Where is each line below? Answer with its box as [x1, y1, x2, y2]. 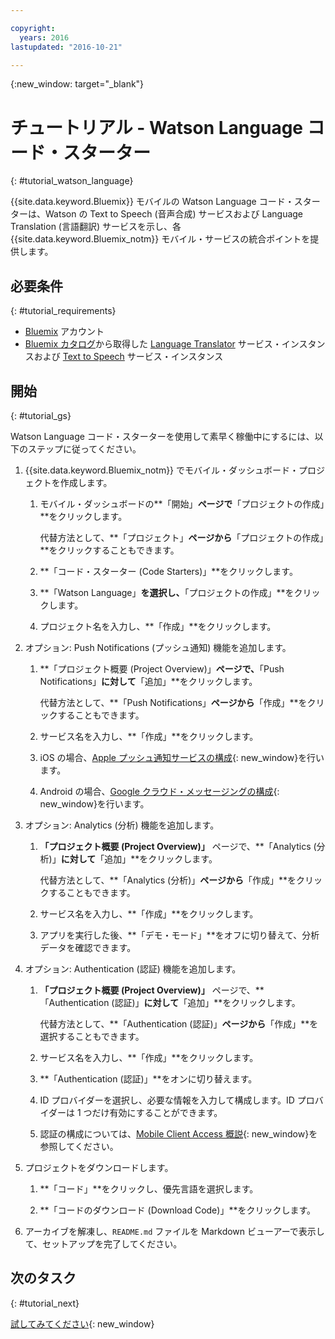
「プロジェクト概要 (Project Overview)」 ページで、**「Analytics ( [39, 840, 317, 852]
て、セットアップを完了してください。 [24, 1237, 183, 1250]
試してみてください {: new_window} [10, 1317, 155, 1330]
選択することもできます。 [39, 1030, 145, 1042]
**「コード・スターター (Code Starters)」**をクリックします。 [39, 565, 298, 577]
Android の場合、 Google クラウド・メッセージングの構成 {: [39, 785, 280, 797]
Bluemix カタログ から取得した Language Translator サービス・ [24, 338, 282, 350]
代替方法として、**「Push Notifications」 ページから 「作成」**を [39, 696, 308, 708]
